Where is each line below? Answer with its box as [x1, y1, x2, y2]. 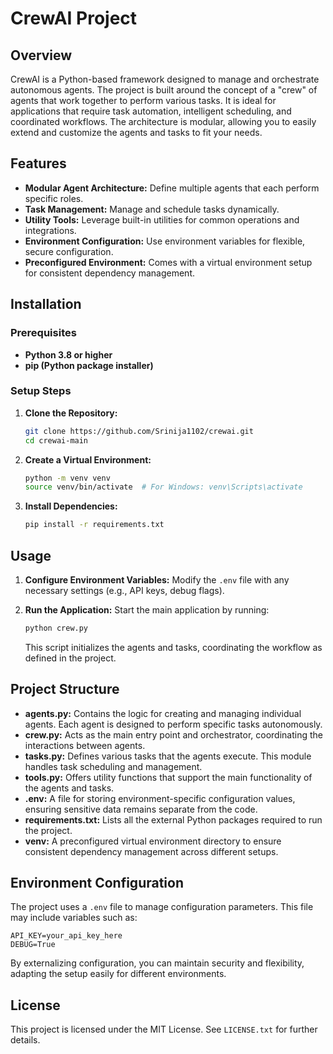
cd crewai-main [24, 435, 89, 446]
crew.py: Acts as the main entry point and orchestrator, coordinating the [24, 728, 323, 741]
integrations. [24, 224, 77, 236]
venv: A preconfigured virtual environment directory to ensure [24, 835, 282, 847]
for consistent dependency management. [24, 267, 195, 279]
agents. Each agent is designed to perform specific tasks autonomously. [24, 718, 323, 730]
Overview [10, 47, 73, 64]
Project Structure [10, 681, 120, 698]
